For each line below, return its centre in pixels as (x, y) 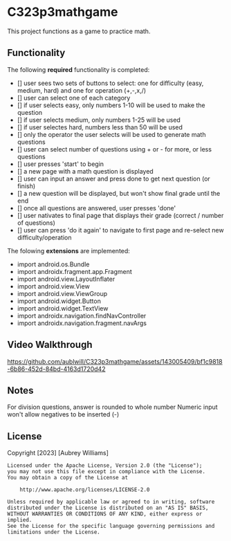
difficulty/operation (44, 237)
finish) (26, 186)
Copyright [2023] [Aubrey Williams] (58, 453)
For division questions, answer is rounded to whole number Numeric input (112, 407)
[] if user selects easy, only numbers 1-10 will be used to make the (111, 105)
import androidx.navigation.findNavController (82, 315)
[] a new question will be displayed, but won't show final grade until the (119, 193)
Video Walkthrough (50, 345)
